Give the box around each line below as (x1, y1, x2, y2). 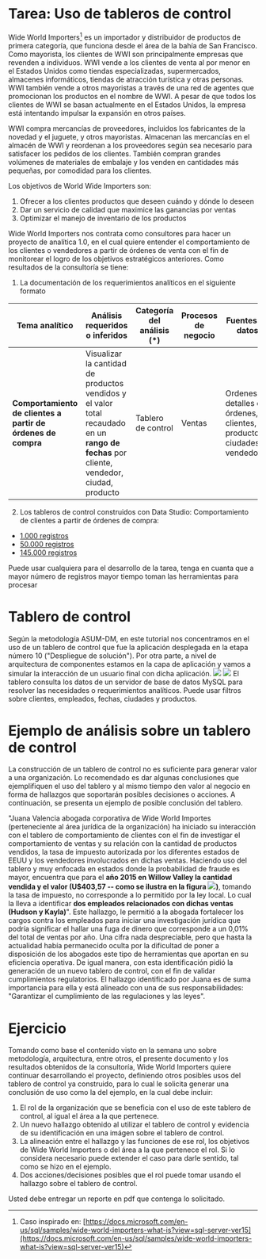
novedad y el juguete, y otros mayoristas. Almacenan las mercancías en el (8, 132, 250, 141)
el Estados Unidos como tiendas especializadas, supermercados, (8, 66, 222, 75)
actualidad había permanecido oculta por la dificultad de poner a (8, 941, 219, 951)
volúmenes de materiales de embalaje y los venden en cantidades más (8, 157, 239, 166)
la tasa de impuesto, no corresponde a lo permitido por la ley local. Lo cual (8, 890, 252, 900)
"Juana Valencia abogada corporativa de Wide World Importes (8, 813, 211, 823)
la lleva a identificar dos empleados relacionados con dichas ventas (8, 899, 234, 909)
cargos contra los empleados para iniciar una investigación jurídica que (8, 916, 241, 925)
